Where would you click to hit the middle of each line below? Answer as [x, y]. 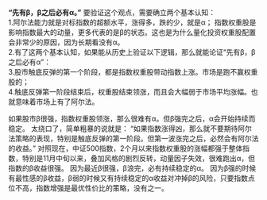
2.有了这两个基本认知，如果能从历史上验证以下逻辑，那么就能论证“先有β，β [132, 52]
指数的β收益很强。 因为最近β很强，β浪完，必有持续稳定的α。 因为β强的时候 [132, 168]
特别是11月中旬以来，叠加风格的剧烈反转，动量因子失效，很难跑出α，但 [139, 158]
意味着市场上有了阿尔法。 [57, 102]
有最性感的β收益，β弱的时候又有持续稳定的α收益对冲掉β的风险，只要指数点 [132, 178]
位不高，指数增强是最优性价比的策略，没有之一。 [88, 188]
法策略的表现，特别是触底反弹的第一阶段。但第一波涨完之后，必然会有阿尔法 [133, 138]
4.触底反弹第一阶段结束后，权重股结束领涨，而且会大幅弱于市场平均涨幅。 [130, 92]
